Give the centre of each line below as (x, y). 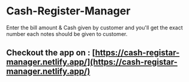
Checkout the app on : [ (51, 53)
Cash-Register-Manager (68, 11)
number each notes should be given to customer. (67, 34)
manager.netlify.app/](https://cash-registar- (92, 62)
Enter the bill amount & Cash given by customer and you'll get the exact (94, 28)
